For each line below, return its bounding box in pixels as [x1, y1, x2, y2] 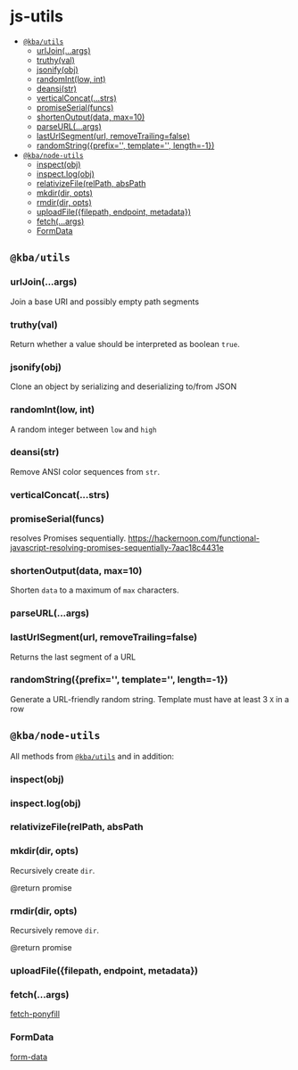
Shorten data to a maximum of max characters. [10, 585, 179, 595]
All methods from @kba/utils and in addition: [10, 751, 175, 761]
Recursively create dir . [10, 865, 95, 875]
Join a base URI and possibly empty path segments [10, 296, 200, 307]
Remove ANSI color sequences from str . [10, 466, 160, 477]
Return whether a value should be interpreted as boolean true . [10, 338, 240, 349]
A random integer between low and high [10, 424, 157, 435]
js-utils [10, 6, 63, 27]
